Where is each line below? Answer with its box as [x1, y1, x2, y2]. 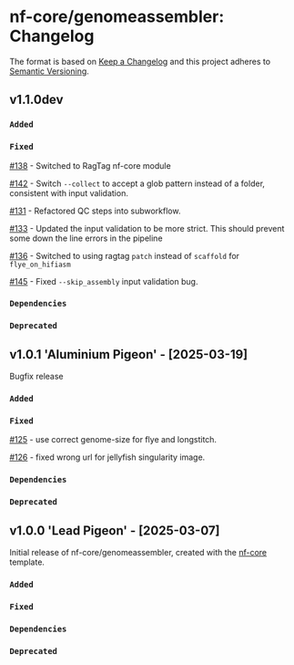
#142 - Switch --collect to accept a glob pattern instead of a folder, [9, 178, 266, 189]
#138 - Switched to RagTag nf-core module [9, 160, 171, 171]
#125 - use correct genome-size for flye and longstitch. [9, 434, 217, 445]
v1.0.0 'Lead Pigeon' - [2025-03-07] [9, 523, 220, 538]
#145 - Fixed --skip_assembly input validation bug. [9, 275, 198, 286]
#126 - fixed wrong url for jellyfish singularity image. [9, 452, 206, 462]
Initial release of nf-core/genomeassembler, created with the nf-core [9, 547, 268, 558]
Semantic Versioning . [9, 66, 89, 77]
